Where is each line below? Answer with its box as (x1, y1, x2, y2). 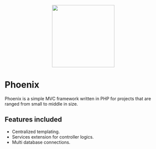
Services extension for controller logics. (11, 134, 94, 140)
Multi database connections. (11, 139, 71, 145)
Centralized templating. (11, 129, 60, 135)
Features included (4, 115, 62, 124)
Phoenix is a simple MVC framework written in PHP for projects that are (4, 95, 152, 102)
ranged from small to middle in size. (4, 101, 78, 107)
